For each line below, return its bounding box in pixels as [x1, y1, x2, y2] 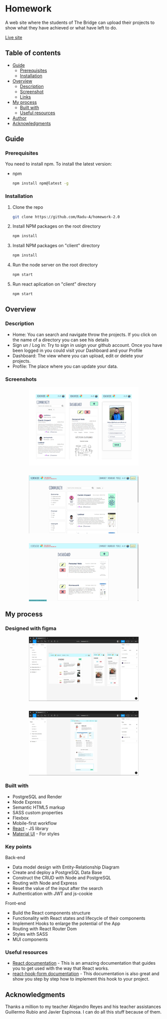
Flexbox [12, 815, 29, 821]
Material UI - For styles [12, 831, 60, 837]
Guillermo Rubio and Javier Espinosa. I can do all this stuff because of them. [5, 1009, 162, 1015]
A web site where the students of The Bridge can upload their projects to [5, 19, 155, 25]
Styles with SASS [12, 931, 48, 937]
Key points [5, 843, 32, 850]
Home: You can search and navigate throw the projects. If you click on [12, 331, 157, 337]
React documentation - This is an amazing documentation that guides [12, 960, 156, 966]
